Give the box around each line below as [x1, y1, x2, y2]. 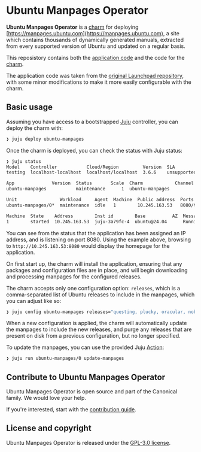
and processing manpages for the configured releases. [6, 273, 142, 280]
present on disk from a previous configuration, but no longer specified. [6, 332, 181, 339]
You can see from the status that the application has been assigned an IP [6, 229, 187, 236]
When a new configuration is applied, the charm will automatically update [6, 320, 187, 327]
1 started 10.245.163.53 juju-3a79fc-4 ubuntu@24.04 [6, 219, 167, 225]
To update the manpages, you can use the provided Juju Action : [6, 344, 165, 351]
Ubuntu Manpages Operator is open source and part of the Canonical [6, 388, 178, 395]
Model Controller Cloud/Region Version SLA [6, 164, 175, 170]
